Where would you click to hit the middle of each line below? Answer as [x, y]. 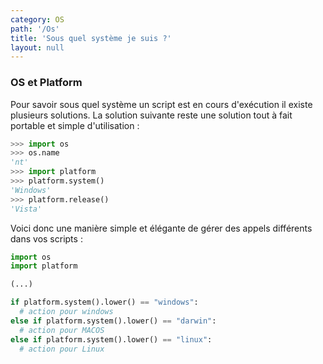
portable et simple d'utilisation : [75, 125]
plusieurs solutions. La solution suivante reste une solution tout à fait [151, 115]
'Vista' [26, 209]
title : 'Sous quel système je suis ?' [91, 38]
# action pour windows [66, 312]
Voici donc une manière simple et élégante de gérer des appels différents [161, 228]
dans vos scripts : [46, 238]
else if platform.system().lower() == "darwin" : [113, 321]
